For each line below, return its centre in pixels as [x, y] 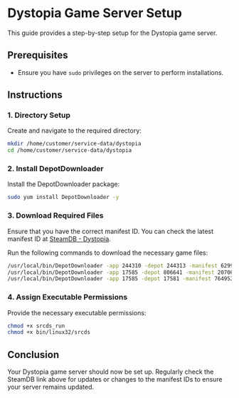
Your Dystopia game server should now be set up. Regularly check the [111, 372]
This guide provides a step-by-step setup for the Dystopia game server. [112, 33]
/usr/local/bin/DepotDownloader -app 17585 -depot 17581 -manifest [110, 279]
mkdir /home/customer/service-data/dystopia [74, 144]
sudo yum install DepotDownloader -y [63, 198]
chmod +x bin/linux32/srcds [49, 332]
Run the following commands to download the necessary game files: [108, 252]
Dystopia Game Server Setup [95, 13]
